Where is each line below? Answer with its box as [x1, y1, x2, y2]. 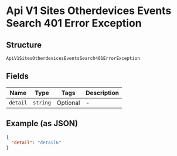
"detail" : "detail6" [11, 140, 62, 145]
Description [86, 89, 119, 97]
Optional [56, 99, 80, 107]
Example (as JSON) [6, 118, 78, 128]
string [33, 99, 52, 106]
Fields [6, 72, 29, 82]
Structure [6, 40, 42, 50]
